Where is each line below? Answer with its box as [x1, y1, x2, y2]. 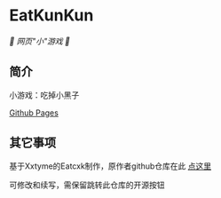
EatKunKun [9, 5, 94, 26]
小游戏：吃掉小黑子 [9, 90, 80, 100]
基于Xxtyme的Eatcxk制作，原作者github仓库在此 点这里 [9, 161, 211, 171]
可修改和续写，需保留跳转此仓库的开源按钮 [9, 179, 165, 190]
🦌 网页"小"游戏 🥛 [9, 36, 71, 46]
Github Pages [9, 107, 59, 118]
